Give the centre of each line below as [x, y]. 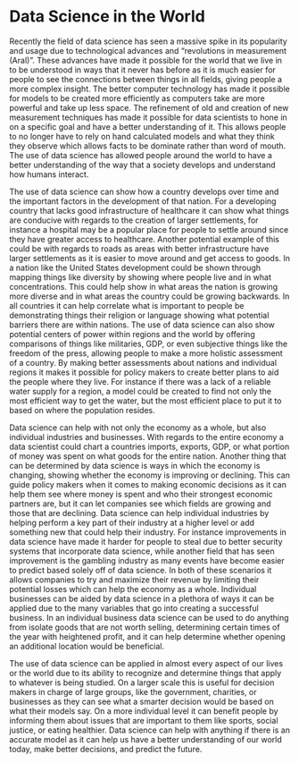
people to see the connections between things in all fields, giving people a [146, 79]
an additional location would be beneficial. [87, 646]
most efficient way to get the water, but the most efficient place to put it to [145, 401]
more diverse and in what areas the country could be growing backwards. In [149, 296]
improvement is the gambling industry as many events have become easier [147, 560]
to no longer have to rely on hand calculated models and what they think [142, 136]
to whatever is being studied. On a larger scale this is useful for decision [142, 682]
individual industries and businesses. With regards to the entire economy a [146, 437]
